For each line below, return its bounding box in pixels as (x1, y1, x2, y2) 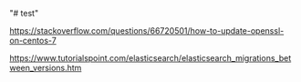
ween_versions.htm (9, 63, 82, 73)
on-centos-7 (9, 36, 57, 46)
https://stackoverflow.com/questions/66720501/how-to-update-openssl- (9, 26, 285, 36)
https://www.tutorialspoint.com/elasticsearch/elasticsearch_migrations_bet (9, 53, 292, 63)
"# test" (9, 8, 39, 18)
